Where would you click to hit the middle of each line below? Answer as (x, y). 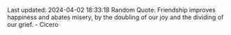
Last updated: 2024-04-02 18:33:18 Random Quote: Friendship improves (111, 10)
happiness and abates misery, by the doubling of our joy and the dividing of (115, 17)
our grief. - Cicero (33, 24)
